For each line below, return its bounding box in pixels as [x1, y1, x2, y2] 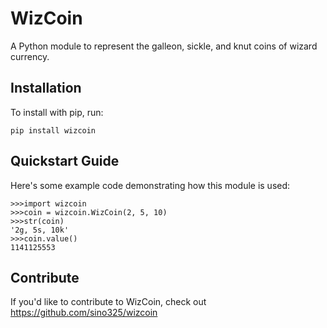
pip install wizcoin [10, 125, 97, 136]
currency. [10, 50, 50, 62]
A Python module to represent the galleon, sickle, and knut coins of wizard [10, 40, 318, 52]
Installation [10, 80, 82, 97]
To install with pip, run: [10, 106, 104, 118]
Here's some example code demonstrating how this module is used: [10, 179, 291, 191]
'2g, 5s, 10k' [10, 225, 70, 235]
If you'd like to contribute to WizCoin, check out [10, 296, 207, 308]
